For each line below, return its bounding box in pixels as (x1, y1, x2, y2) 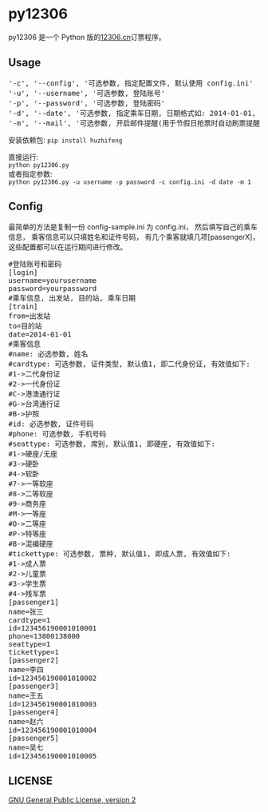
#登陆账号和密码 (8, 259, 62, 269)
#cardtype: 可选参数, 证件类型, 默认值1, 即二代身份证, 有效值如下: (8, 359, 251, 368)
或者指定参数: (8, 169, 53, 178)
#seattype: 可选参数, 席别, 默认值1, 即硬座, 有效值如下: (8, 439, 216, 448)
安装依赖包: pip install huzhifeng (8, 135, 123, 145)
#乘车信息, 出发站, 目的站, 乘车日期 (8, 293, 136, 302)
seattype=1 (8, 639, 51, 648)
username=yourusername (8, 276, 97, 285)
